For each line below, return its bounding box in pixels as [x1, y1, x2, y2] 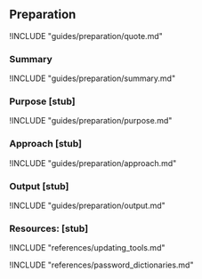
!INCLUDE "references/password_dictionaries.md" [9, 259, 194, 270]
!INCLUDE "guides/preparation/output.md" [9, 200, 166, 211]
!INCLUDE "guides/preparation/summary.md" [9, 73, 176, 84]
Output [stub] [9, 179, 69, 192]
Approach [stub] [9, 138, 83, 150]
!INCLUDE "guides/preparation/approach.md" [9, 157, 177, 168]
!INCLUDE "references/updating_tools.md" [9, 243, 166, 253]
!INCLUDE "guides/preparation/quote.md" [9, 30, 163, 41]
